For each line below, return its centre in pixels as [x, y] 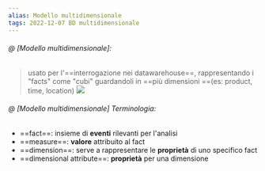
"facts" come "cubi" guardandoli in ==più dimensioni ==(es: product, [140, 81]
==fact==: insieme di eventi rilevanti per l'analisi [98, 133]
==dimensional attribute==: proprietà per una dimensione [114, 158]
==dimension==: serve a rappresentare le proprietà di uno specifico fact [138, 150]
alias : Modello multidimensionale [65, 15]
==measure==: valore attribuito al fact [82, 141]
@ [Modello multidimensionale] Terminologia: [82, 108]
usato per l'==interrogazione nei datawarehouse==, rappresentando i [141, 73]
